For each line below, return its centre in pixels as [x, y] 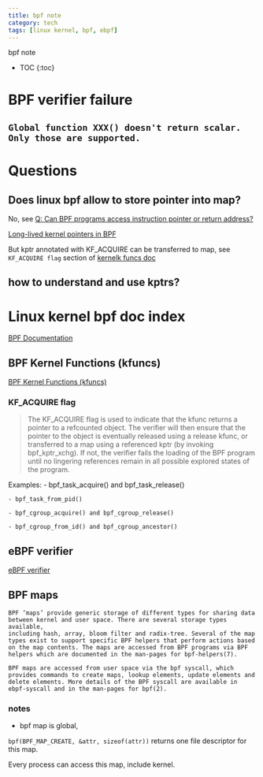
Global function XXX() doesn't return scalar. [125, 127]
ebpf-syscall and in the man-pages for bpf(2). [88, 689]
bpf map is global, [49, 726]
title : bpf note [35, 15]
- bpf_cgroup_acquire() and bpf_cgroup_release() [91, 513]
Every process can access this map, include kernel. [92, 764]
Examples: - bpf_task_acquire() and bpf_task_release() [96, 485]
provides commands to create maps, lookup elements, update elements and [132, 675]
